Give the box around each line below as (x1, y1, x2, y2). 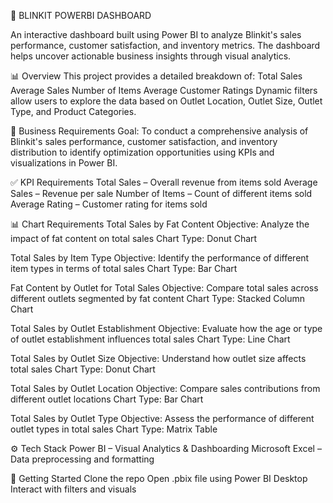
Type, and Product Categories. (10, 106, 137, 117)
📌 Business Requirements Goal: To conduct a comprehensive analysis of (10, 125, 309, 137)
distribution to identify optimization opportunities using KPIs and (10, 146, 275, 158)
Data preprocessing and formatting (10, 453, 155, 465)
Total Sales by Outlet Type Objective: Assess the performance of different (10, 413, 315, 424)
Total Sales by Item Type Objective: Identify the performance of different (10, 252, 310, 264)
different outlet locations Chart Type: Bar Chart (10, 393, 204, 405)
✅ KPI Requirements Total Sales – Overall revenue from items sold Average (10, 176, 318, 188)
